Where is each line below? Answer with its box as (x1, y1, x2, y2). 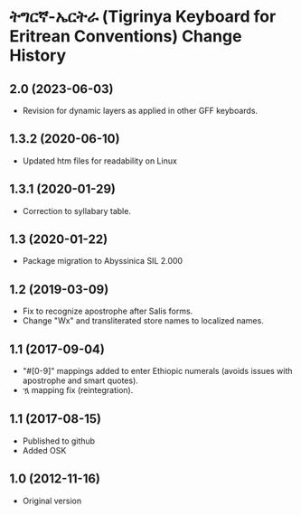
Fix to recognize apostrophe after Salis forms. (22, 305, 193, 317)
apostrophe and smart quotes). (22, 375, 138, 386)
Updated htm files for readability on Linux (22, 155, 178, 166)
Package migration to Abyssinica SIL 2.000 (22, 256, 183, 267)
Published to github (22, 435, 96, 446)
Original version (22, 495, 82, 506)
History (9, 45, 67, 66)
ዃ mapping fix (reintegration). (22, 385, 134, 396)
